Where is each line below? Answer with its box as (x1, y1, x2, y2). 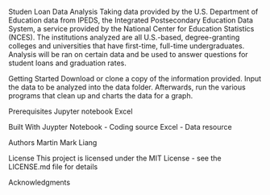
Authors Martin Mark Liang (8, 138, 98, 147)
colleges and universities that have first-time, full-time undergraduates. (8, 41, 245, 51)
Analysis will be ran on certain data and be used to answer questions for (8, 50, 248, 59)
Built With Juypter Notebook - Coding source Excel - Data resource (8, 122, 232, 131)
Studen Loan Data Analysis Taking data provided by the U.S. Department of (8, 7, 259, 16)
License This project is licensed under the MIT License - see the (8, 153, 222, 163)
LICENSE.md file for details (8, 162, 98, 172)
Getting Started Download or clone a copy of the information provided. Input (8, 74, 262, 83)
